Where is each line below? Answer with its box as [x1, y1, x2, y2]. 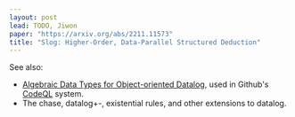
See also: [9, 62, 44, 73]
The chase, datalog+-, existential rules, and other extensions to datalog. [21, 98, 287, 109]
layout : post [9, 12, 58, 22]
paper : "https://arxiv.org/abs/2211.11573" [9, 29, 174, 38]
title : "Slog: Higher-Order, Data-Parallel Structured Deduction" [9, 37, 261, 47]
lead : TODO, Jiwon [9, 21, 78, 30]
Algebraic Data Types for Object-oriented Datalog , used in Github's [21, 79, 269, 90]
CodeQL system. [21, 89, 85, 99]
